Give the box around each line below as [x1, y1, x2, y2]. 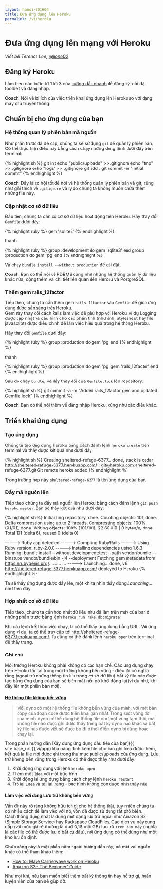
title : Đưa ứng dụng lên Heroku [5, 12, 71, 17]
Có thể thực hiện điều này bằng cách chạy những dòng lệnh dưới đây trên [5, 145, 153, 151]
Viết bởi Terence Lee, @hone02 [5, 53, 69, 59]
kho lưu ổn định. [5, 834, 38, 840]
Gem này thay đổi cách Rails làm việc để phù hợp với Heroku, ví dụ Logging [5, 310, 157, 316]
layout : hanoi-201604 [5, 7, 49, 12]
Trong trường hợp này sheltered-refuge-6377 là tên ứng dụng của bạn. [5, 477, 147, 483]
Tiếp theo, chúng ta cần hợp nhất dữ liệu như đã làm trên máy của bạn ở [5, 609, 150, 614]
